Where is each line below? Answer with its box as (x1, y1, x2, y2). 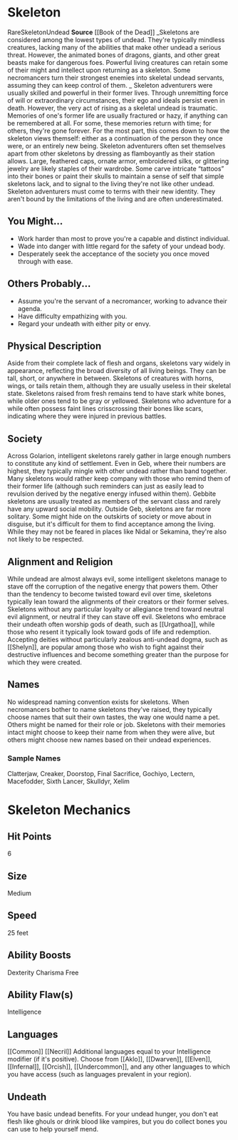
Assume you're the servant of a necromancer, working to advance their (17, 297, 227, 305)
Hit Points (7, 830, 52, 843)
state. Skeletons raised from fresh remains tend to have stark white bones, (7, 390, 226, 398)
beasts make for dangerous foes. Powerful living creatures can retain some (7, 58, 228, 66)
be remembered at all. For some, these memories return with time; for (7, 118, 212, 127)
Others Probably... (7, 278, 91, 290)
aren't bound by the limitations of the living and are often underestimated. (7, 194, 224, 203)
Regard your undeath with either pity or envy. (17, 319, 151, 328)
